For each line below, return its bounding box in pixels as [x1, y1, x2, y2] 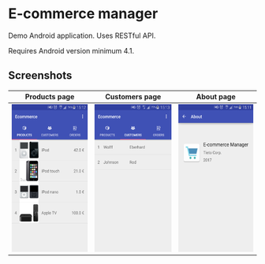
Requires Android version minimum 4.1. [8, 46, 135, 55]
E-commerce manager [8, 5, 159, 23]
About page [196, 92, 237, 102]
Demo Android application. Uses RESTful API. [8, 31, 156, 40]
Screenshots [8, 69, 73, 83]
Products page [24, 92, 75, 102]
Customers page [105, 92, 162, 102]
